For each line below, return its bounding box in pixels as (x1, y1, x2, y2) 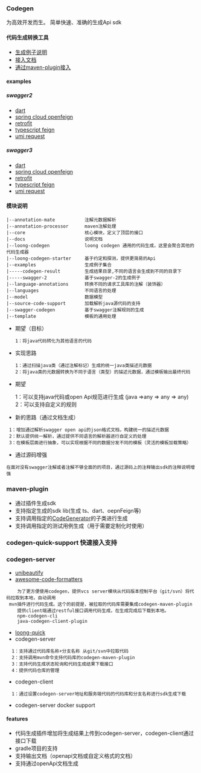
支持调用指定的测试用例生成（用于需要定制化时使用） (14, 522, 148, 529)
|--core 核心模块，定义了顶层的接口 (6, 230, 144, 236)
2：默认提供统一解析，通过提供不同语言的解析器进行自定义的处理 (8, 433, 147, 439)
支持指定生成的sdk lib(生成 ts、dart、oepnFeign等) (14, 507, 141, 514)
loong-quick (14, 628, 46, 636)
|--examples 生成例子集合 (6, 262, 112, 268)
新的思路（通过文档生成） (14, 413, 79, 421)
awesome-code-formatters (14, 575, 83, 582)
